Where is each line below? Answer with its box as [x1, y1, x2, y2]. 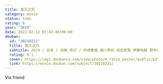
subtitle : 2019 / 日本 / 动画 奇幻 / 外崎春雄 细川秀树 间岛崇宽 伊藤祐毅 [9, 48, 148, 52]
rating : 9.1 [9, 52, 34, 57]
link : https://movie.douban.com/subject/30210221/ [9, 61, 114, 66]
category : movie [5, 12, 38, 17]
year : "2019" [5, 25, 32, 30]
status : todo [5, 16, 32, 21]
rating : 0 [5, 20, 25, 26]
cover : [9, 57, 23, 62]
